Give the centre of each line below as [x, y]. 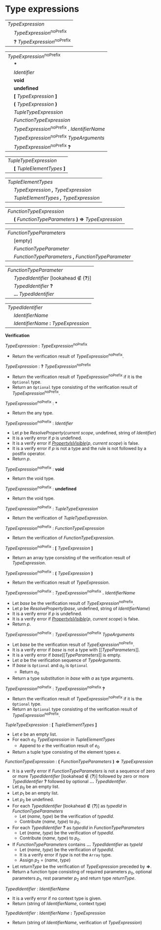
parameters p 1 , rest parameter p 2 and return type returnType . [74, 879]
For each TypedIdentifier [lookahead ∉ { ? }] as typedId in [69, 806]
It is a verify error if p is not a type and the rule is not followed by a [79, 448]
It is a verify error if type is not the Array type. [66, 855]
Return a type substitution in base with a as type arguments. [73, 678]
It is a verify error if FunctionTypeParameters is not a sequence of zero [83, 771]
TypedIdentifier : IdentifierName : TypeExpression [55, 913]
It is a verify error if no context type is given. [57, 898]
